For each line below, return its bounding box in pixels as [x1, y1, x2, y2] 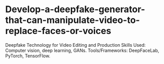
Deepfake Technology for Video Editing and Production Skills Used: [5, 42, 146, 48]
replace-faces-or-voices [5, 25, 111, 37]
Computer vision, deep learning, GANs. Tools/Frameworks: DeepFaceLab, [5, 47, 159, 53]
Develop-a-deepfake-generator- [5, 4, 145, 15]
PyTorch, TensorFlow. [5, 52, 51, 59]
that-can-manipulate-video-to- [5, 14, 140, 26]
